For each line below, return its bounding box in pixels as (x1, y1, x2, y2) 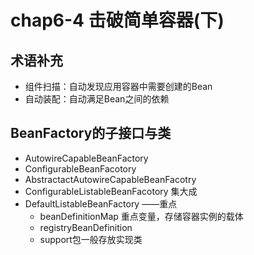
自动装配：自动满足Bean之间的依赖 (24, 93, 170, 105)
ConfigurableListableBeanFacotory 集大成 (24, 185, 198, 197)
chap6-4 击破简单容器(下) (10, 9, 225, 32)
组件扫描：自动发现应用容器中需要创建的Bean (24, 81, 213, 92)
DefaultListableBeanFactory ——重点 (24, 197, 178, 210)
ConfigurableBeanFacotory (24, 162, 137, 175)
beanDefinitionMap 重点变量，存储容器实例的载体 (39, 210, 244, 222)
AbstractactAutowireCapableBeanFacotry (24, 173, 197, 185)
